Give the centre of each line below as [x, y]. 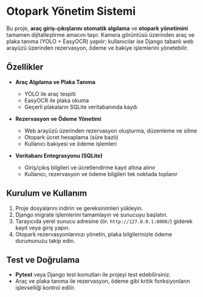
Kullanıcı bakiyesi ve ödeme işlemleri [71, 144]
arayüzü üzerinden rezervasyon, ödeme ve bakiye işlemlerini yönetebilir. [97, 48]
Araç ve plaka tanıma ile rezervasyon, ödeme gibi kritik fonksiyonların [103, 281]
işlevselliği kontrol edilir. [45, 288]
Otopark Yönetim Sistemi [71, 11]
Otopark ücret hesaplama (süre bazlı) [71, 137]
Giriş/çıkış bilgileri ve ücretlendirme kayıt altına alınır [90, 168]
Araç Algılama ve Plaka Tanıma [55, 82]
